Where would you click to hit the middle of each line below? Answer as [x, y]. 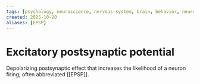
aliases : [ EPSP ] [26, 22]
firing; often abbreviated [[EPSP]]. [48, 75]
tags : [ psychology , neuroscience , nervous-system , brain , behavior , [93, 12]
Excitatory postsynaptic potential [90, 52]
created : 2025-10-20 [32, 17]
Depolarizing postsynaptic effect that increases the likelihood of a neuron [96, 68]
